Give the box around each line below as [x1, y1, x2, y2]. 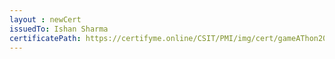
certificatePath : [9, 33, 82, 43]
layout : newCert [9, 14, 82, 25]
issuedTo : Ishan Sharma [9, 24, 109, 34]
